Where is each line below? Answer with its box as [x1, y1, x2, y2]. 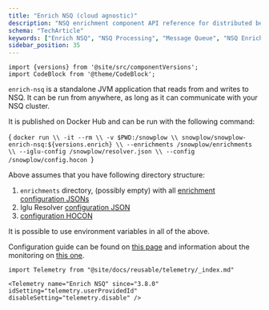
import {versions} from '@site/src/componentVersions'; [8, 63, 199, 72]
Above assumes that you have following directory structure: [8, 170, 206, 180]
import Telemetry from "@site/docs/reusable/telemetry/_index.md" [8, 266, 235, 274]
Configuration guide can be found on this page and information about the [8, 242, 250, 252]
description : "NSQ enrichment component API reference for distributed [8, 19, 252, 27]
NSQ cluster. [8, 101, 50, 111]
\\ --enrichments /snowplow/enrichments [115, 141, 252, 149]
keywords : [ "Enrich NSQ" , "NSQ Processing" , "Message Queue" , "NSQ [8, 34, 239, 42]
